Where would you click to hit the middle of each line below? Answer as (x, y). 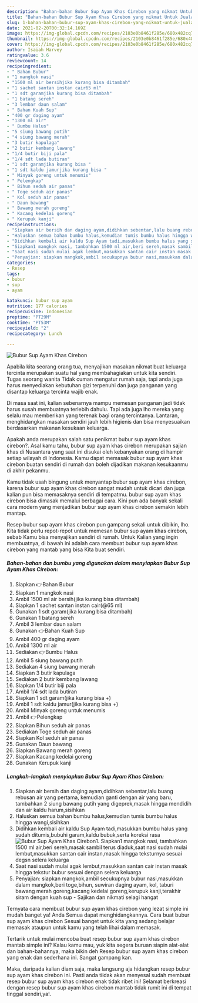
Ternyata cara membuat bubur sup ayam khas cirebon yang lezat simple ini (98, 909)
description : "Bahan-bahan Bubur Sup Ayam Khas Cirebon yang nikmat (92, 11)
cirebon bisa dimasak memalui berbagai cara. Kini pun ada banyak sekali (95, 501)
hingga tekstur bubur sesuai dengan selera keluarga (78, 873)
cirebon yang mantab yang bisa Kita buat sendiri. (66, 549)
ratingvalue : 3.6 (28, 55)
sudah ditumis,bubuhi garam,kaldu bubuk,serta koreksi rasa (88, 835)
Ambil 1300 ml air (36, 645)
